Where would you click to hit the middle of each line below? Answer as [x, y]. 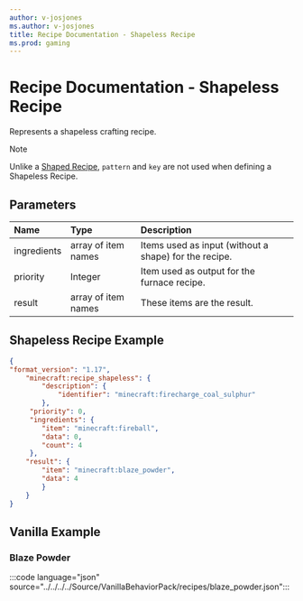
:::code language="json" [55, 578]
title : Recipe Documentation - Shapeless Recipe [102, 34]
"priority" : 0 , [58, 411]
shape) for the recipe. [186, 256]
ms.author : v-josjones [52, 26]
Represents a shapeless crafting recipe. [83, 132]
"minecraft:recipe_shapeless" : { [88, 378]
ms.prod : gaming [40, 43]
